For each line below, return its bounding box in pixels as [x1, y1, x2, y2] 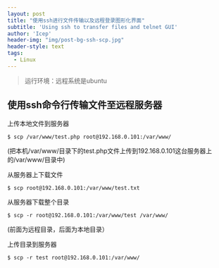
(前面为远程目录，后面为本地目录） [7, 225, 109, 233]
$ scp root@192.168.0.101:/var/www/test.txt [7, 184, 140, 191]
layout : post [7, 10, 46, 18]
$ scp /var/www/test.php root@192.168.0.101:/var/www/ [7, 133, 172, 140]
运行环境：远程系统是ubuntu [24, 76, 108, 85]
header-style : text [7, 43, 65, 50]
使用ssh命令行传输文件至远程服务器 [7, 99, 163, 111]
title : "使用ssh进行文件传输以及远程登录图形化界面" [7, 17, 145, 24]
